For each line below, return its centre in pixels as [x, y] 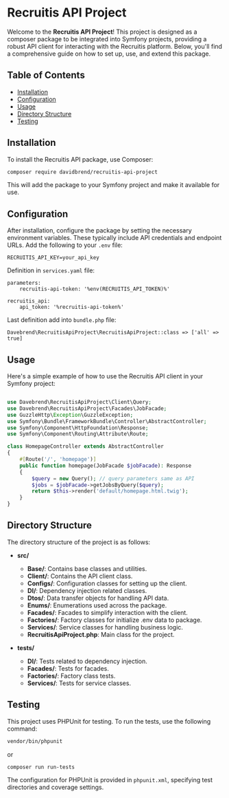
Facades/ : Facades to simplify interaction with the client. [108, 612]
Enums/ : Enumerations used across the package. [97, 605]
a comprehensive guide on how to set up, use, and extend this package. [109, 54]
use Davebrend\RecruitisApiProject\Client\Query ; [80, 402]
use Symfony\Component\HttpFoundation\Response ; [78, 428]
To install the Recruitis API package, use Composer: [80, 159]
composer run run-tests [41, 767]
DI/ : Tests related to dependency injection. [87, 661]
